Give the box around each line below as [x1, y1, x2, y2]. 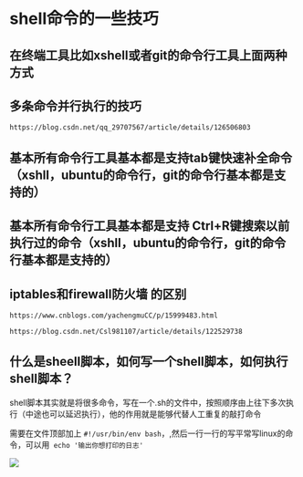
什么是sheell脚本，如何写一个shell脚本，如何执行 [9, 354, 288, 369]
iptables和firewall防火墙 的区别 [9, 286, 187, 302]
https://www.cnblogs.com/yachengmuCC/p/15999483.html [9, 311, 219, 320]
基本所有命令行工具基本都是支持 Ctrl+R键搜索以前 [9, 218, 290, 233]
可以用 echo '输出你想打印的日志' [25, 439, 144, 450]
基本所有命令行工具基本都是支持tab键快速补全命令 [9, 150, 293, 165]
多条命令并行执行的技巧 [9, 98, 141, 114]
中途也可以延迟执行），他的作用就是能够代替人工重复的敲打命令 [25, 408, 262, 420]
